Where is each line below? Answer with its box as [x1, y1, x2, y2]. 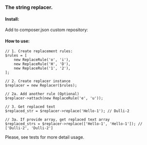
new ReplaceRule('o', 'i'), [14, 58, 71, 62]
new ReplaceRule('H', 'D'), [14, 62, 71, 67]
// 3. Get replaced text [5, 104, 55, 109]
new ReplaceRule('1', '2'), [14, 66, 71, 71]
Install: [5, 16, 19, 22]
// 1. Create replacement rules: [5, 49, 73, 54]
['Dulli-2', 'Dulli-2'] [5, 126, 54, 131]
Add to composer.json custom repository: [5, 27, 89, 33]
